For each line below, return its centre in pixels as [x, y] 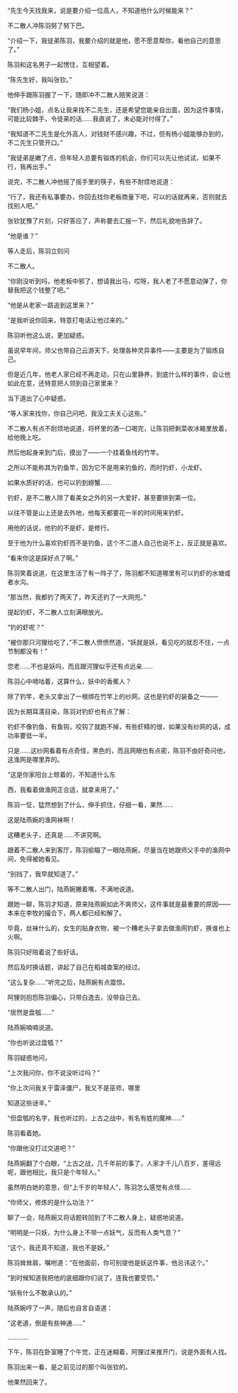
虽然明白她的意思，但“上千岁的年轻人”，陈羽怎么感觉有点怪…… [99, 1187]
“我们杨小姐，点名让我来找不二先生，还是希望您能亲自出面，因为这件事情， [118, 110]
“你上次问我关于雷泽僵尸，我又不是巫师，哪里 [74, 1088]
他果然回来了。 [29, 1382]
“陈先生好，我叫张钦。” [40, 80]
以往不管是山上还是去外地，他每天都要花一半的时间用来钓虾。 [97, 513]
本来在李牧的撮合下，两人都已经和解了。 [66, 913]
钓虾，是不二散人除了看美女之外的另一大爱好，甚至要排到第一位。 [103, 498]
